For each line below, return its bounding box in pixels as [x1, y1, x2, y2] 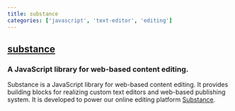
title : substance [7, 10, 59, 18]
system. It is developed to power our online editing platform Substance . [7, 95, 216, 104]
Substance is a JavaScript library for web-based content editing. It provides [7, 81, 229, 89]
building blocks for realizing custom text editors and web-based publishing [7, 88, 226, 96]
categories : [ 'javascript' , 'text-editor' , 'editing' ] [7, 17, 173, 24]
